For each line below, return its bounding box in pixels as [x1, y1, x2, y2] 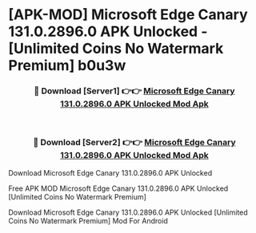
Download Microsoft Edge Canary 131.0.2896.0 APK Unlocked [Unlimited [8, 207, 248, 217]
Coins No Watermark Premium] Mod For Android [8, 215, 168, 225]
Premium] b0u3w [8, 57, 126, 75]
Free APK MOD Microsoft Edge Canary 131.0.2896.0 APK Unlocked [8, 184, 229, 193]
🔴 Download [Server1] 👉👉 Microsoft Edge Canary [34, 85, 235, 97]
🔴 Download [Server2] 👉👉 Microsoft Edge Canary [33, 137, 236, 148]
